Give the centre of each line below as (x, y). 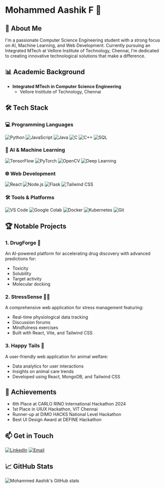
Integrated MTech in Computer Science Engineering (67, 86)
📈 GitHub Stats (29, 466)
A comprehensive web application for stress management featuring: (74, 308)
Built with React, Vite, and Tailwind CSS (52, 333)
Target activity (27, 279)
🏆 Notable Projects (36, 226)
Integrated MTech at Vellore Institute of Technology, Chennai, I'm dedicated (82, 51)
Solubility (22, 274)
